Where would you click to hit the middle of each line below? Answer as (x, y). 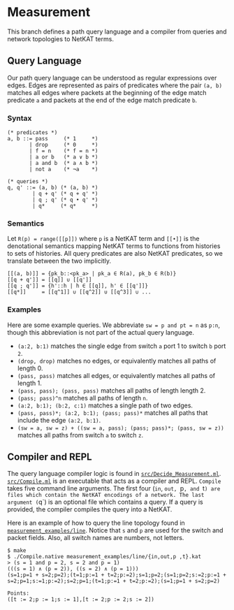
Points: (19, 594)
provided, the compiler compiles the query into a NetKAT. (90, 509)
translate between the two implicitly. (59, 261)
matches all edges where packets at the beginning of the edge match (107, 92)
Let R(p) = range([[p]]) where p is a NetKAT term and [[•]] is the (103, 239)
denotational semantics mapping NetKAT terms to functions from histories (114, 246)
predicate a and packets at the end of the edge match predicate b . (102, 100)
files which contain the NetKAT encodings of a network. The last (106, 495)
